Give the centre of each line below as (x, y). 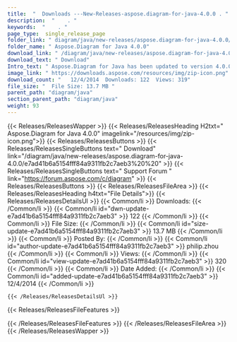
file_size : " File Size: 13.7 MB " (61, 86)
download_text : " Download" (49, 60)
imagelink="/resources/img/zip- (148, 133)
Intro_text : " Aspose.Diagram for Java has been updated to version (110, 66)
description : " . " (42, 20)
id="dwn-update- (124, 208)
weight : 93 (23, 106)
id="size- (195, 223)
